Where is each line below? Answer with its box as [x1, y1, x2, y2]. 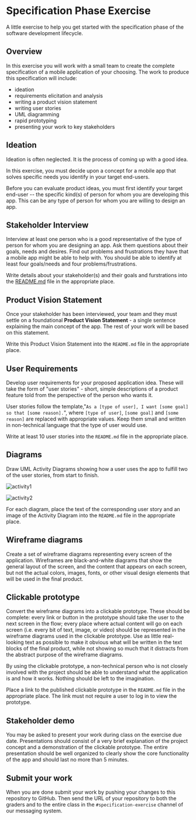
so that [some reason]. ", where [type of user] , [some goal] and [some [6, 409, 179, 416]
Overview [6, 47, 43, 57]
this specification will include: [6, 74, 77, 81]
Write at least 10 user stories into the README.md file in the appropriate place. [6, 433, 188, 440]
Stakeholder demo [6, 715, 75, 726]
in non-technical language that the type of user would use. [6, 422, 147, 428]
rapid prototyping [14, 117, 57, 124]
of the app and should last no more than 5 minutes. [6, 756, 129, 763]
